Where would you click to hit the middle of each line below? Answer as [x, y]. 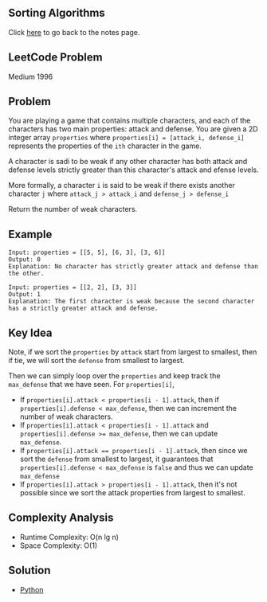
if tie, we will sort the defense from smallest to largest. [96, 361]
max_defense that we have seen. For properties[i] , [92, 385]
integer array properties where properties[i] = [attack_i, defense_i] [126, 138]
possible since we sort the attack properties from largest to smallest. [132, 493]
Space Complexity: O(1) [59, 545]
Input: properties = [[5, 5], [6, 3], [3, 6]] [87, 253]
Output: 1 [25, 295]
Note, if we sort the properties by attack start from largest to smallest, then [133, 352]
